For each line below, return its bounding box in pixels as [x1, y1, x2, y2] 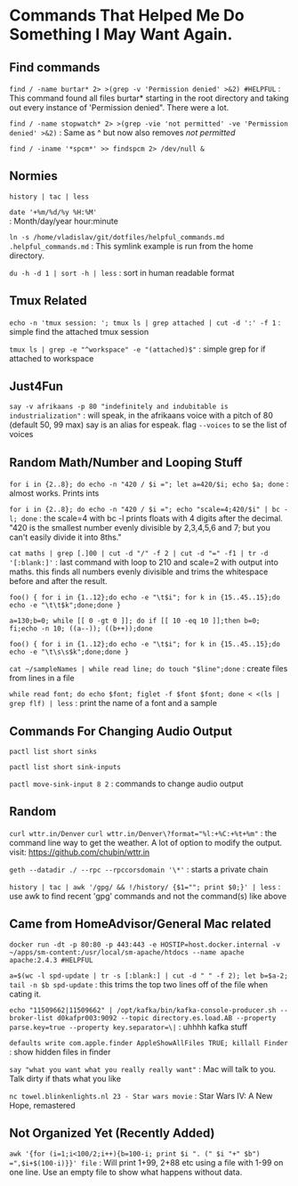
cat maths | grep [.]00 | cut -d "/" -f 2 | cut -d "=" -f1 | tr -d [9, 549, 269, 558]
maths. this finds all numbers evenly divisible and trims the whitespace [9, 566, 269, 577]
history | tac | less [9, 192, 90, 201]
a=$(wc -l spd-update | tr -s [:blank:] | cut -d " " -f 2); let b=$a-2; [9, 971, 289, 980]
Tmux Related [9, 293, 87, 308]
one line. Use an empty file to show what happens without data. [9, 1166, 243, 1177]
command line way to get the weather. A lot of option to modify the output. [9, 837, 283, 848]
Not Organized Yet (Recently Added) [9, 1125, 215, 1141]
